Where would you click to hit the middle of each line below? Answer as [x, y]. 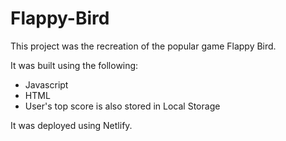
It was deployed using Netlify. [71, 125]
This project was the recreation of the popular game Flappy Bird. [143, 46]
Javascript [46, 84]
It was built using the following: [74, 65]
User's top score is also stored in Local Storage [122, 106]
